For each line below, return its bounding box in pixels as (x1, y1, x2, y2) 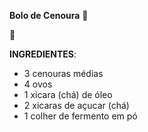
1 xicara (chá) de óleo (23, 89, 113, 100)
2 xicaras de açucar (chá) (23, 100, 130, 111)
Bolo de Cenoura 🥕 (9, 10, 89, 21)
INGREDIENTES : (9, 48, 77, 60)
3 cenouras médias (23, 68, 104, 79)
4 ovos (23, 78, 53, 90)
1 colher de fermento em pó (23, 110, 138, 122)
